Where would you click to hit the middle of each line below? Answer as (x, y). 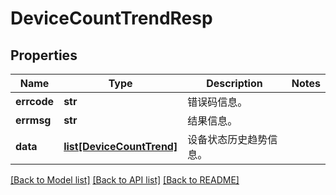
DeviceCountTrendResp (111, 18)
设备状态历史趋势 (227, 139)
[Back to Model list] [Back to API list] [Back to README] (125, 180)
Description (234, 83)
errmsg (33, 120)
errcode (35, 101)
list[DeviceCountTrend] (120, 146)
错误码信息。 (217, 102)
